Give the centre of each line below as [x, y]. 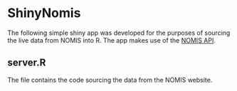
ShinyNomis [44, 13]
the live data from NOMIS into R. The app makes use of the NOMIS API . [111, 40]
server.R [27, 63]
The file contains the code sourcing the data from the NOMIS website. [110, 80]
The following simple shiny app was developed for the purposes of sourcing [119, 33]
